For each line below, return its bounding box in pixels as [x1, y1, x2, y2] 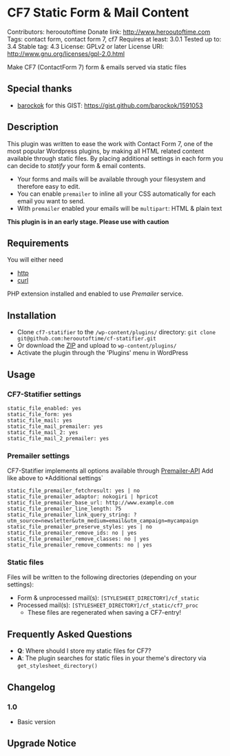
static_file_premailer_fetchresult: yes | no [7, 487, 140, 494]
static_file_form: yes [7, 411, 72, 418]
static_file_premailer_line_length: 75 [7, 505, 122, 513]
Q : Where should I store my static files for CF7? [17, 646, 151, 655]
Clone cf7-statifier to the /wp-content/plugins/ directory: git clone [17, 328, 216, 336]
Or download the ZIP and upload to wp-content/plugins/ [17, 341, 177, 349]
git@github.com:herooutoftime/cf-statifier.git [17, 336, 156, 343]
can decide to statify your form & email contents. [7, 161, 146, 170]
